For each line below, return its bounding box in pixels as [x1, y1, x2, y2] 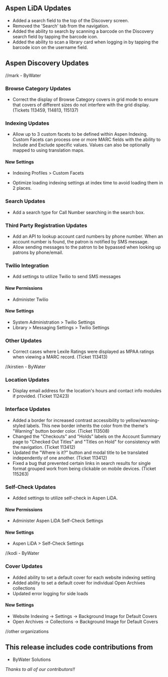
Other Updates [5, 337, 42, 344]
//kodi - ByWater [5, 550, 39, 556]
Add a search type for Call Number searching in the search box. [12, 209, 145, 215]
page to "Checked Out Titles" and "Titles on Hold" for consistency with [12, 439, 160, 445]
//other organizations [5, 628, 49, 634]
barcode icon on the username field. [12, 44, 88, 50]
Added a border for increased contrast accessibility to [12, 417, 125, 423]
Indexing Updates [5, 120, 49, 127]
